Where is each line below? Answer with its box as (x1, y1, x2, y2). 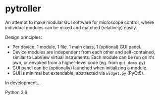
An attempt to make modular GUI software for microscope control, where (5, 19, 154, 25)
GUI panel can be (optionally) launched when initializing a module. (12, 65, 148, 71)
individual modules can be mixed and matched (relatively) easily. (5, 24, 137, 30)
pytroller (5, 3, 41, 14)
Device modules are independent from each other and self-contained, (12, 49, 155, 55)
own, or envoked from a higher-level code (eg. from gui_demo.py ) (12, 59, 145, 65)
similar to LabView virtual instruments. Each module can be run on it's (12, 54, 155, 60)
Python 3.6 (5, 89, 28, 95)
